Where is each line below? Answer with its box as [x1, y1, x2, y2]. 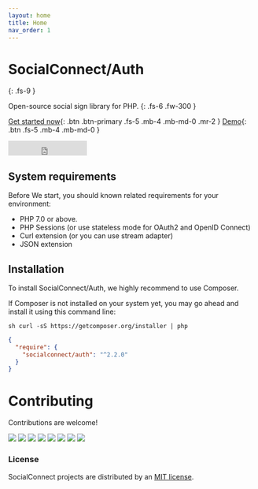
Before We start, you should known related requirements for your [8, 191, 219, 200]
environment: [8, 199, 51, 209]
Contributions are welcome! [8, 418, 98, 427]
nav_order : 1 [8, 26, 51, 34]
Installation [8, 262, 64, 276]
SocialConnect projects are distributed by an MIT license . [8, 472, 194, 481]
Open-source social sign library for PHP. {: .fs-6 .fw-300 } [8, 102, 197, 111]
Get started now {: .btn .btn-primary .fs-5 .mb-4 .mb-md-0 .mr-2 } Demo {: [8, 117, 247, 126]
